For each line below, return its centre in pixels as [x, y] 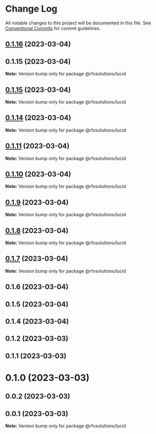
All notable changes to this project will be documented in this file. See [78, 23]
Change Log [31, 9]
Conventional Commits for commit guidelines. [53, 28]
